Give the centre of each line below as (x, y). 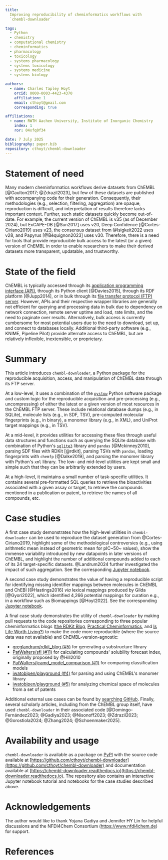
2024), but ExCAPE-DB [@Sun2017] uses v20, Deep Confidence (71, 225)
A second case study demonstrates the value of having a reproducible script (84, 580)
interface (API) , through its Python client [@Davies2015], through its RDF (80, 291)
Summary (26, 359)
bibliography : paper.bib (31, 144)
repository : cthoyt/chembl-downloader (45, 149)
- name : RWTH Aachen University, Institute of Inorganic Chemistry (81, 121)
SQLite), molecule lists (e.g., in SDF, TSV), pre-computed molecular (74, 415)
